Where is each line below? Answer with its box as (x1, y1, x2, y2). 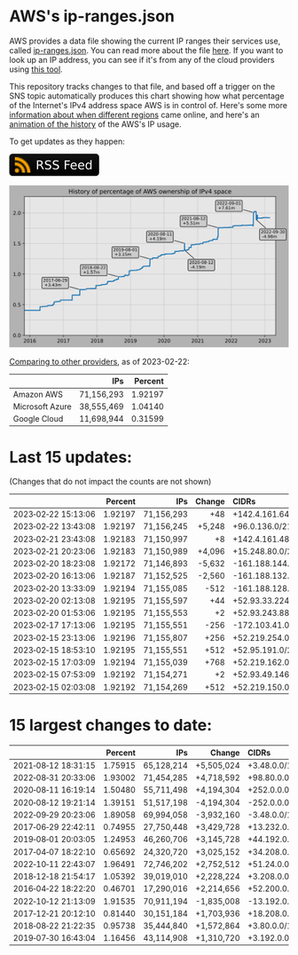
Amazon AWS (12, 389, 64, 399)
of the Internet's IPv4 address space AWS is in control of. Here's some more (9, 99, 288, 110)
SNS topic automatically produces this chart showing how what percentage (9, 91, 285, 101)
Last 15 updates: (9, 446, 133, 467)
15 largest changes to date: (9, 715, 213, 736)
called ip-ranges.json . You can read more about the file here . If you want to (9, 44, 284, 55)
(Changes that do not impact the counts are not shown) (9, 477, 212, 487)
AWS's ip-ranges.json (9, 6, 176, 27)
